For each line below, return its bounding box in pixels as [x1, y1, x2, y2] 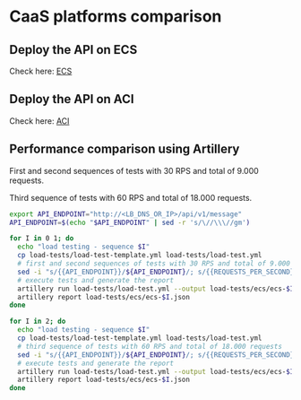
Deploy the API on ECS [9, 42, 138, 57]
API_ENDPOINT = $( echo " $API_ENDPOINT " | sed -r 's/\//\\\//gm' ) [9, 218, 251, 227]
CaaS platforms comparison [9, 6, 222, 27]
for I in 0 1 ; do [9, 234, 74, 243]
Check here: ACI [9, 115, 70, 126]
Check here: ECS [9, 65, 73, 76]
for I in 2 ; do [9, 317, 66, 326]
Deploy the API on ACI [9, 91, 134, 107]
